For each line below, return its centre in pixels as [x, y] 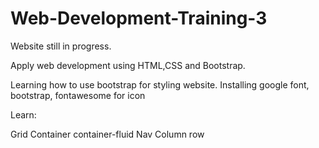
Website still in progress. [61, 46]
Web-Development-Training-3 [139, 18]
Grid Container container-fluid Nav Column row [107, 134]
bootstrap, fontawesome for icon [78, 95]
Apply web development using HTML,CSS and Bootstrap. [128, 65]
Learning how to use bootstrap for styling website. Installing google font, [160, 84]
